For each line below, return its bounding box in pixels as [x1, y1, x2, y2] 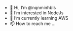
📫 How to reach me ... [9, 21, 56, 27]
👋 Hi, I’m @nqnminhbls [9, 5, 56, 10]
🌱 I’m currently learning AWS [9, 15, 69, 21]
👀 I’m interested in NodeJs [9, 10, 64, 16]
